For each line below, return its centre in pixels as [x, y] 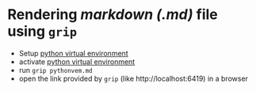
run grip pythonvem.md [55, 70]
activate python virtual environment [77, 62]
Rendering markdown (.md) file [113, 15]
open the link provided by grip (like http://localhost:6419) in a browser [134, 78]
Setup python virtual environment [73, 53]
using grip [42, 31]
